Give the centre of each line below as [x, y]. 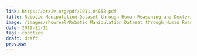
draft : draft [22, 38]
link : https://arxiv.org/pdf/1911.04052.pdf [61, 11]
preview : [17, 44]
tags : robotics [25, 33]
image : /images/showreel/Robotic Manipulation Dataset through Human [93, 22]
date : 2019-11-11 [27, 28]
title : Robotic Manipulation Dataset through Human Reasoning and [89, 17]
